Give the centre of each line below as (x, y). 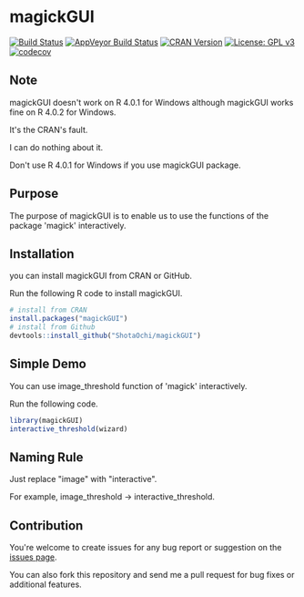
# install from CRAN (49, 310)
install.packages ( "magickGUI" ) (69, 319)
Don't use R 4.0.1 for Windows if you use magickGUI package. (125, 165)
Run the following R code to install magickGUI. (96, 293)
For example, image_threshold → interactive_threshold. (112, 497)
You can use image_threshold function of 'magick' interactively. (128, 386)
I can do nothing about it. (56, 147)
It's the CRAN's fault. (49, 129)
